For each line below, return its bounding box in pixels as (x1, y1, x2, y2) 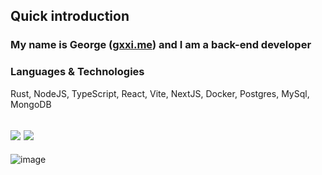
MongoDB (10, 98, 52, 110)
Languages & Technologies (10, 65, 145, 79)
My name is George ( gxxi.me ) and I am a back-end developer (10, 38, 312, 52)
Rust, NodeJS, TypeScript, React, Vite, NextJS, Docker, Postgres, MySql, (10, 87, 310, 99)
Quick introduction (10, 8, 130, 25)
